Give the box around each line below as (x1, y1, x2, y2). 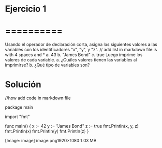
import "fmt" (5, 114, 30, 119)
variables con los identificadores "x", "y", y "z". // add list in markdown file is (5, 47, 157, 53)
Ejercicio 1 (5, 3, 46, 15)
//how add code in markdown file (5, 95, 71, 101)
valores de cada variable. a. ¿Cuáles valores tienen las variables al (5, 57, 137, 63)
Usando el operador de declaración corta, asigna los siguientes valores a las (5, 42, 158, 47)
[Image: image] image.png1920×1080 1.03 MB (5, 138, 97, 144)
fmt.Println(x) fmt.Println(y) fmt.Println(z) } (5, 128, 89, 134)
